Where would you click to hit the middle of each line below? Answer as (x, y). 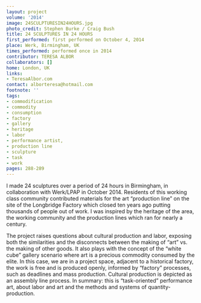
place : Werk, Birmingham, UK (43, 46)
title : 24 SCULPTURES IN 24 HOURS (50, 34)
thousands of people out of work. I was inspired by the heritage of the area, (100, 211)
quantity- (159, 287)
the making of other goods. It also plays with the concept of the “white (94, 249)
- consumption (24, 113)
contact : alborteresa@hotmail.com (50, 85)
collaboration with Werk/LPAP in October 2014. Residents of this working (97, 192)
